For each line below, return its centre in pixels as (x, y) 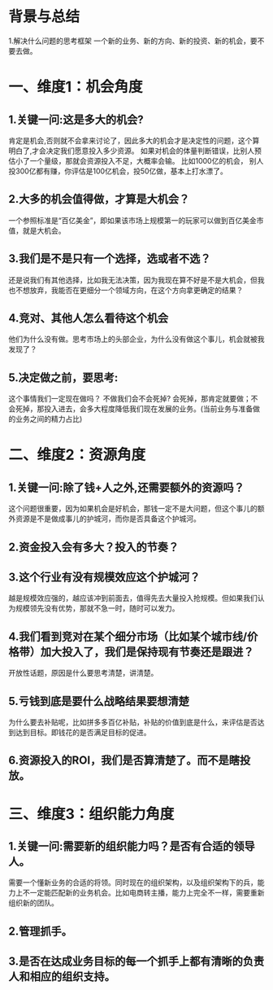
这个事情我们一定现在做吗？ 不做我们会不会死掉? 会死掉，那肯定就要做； (130, 399)
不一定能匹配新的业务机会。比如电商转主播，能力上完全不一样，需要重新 (143, 893)
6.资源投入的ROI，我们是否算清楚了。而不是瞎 (124, 761)
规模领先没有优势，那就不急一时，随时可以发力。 (97, 608)
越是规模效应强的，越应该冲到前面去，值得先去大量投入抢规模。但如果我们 (133, 598)
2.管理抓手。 (41, 931)
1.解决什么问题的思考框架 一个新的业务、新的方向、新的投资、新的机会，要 (133, 41)
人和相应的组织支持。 (62, 977)
